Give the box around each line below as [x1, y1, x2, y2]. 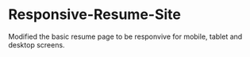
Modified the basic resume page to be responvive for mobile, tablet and [8, 32, 243, 41]
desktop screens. [8, 40, 65, 49]
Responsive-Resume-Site [8, 6, 181, 24]
